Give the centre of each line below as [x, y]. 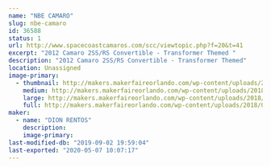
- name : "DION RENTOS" [54, 120]
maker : [19, 113]
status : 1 [25, 38]
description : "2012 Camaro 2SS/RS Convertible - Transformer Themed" [128, 61]
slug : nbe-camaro [38, 23]
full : [32, 105]
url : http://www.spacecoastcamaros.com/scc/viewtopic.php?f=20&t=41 [126, 46]
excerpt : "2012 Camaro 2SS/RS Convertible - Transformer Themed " [122, 53]
